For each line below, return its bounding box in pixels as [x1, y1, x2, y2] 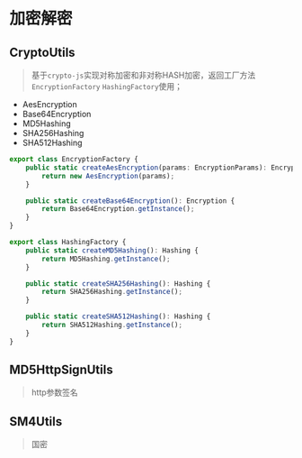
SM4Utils [9, 414, 63, 429]
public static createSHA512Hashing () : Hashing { [25, 312, 211, 321]
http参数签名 [31, 387, 78, 398]
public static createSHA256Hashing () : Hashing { [25, 279, 211, 289]
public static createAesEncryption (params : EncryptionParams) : [25, 163, 268, 172]
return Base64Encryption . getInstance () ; [41, 205, 195, 214]
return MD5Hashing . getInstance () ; [41, 254, 171, 263]
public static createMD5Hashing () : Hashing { [25, 245, 200, 255]
